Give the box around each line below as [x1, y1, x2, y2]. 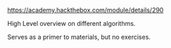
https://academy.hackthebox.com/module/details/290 [7, 6, 164, 14]
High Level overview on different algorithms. [7, 19, 136, 27]
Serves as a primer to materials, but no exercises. [7, 33, 151, 41]
